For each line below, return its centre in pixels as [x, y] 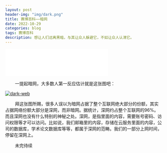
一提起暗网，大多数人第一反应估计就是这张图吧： [65, 83]
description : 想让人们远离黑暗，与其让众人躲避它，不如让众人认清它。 [70, 38]
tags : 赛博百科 [19, 33]
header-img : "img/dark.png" [34, 14]
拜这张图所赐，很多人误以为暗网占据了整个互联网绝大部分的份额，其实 [87, 104]
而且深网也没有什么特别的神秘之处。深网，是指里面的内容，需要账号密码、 [81, 116]
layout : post [19, 10]
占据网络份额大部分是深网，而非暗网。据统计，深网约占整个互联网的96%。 [82, 110]
